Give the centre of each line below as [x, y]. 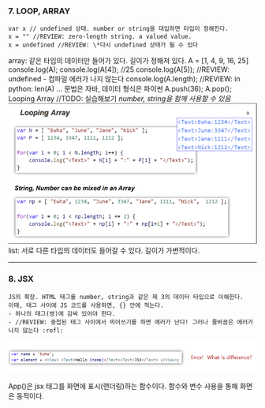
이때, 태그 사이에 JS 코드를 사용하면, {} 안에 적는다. [86, 305]
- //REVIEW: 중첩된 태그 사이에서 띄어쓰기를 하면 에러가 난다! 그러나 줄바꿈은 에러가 [131, 322]
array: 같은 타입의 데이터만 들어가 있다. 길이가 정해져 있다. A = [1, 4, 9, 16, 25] [129, 61]
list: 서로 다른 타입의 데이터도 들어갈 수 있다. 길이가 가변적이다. [104, 251]
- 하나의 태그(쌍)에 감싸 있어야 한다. [62, 313]
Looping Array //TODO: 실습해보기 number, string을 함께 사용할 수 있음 [119, 99]
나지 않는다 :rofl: [36, 330]
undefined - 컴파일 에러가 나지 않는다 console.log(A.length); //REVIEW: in [124, 79]
